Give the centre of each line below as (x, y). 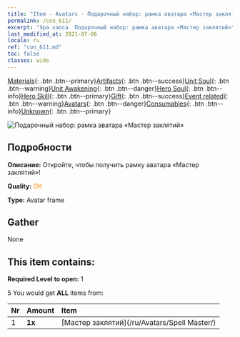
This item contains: (51, 262)
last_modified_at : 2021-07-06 (52, 34)
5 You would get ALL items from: (56, 293)
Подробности (40, 147)
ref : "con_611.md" (35, 47)
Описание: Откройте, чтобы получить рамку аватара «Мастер (104, 164)
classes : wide (29, 61)
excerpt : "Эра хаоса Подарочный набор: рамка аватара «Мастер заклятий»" (121, 27)
